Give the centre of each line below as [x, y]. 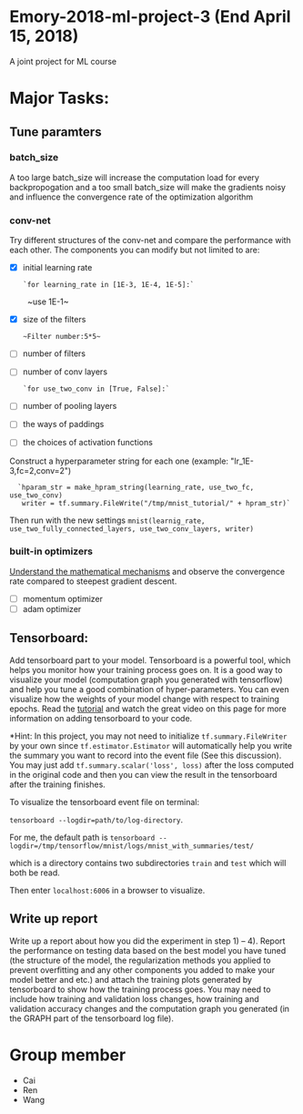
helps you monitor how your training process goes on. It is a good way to [146, 669]
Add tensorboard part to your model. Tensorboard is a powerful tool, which [150, 660]
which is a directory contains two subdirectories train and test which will [148, 863]
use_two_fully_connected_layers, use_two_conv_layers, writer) [132, 529]
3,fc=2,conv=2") [40, 470]
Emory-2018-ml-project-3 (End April [150, 17]
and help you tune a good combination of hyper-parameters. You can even [149, 689]
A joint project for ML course [63, 61]
